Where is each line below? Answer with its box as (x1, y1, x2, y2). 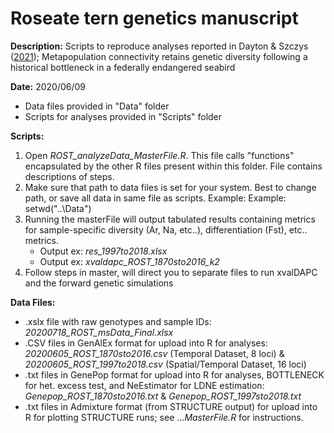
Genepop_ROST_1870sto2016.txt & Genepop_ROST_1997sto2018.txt (24, 390, 302, 402)
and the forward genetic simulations (24, 277, 174, 289)
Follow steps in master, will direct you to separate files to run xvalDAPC (24, 266, 318, 278)
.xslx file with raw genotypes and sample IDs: (24, 315, 212, 327)
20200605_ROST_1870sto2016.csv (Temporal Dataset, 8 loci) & (24, 347, 285, 359)
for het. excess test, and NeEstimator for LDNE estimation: (24, 379, 265, 391)
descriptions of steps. (24, 170, 115, 182)
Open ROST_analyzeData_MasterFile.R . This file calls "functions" (24, 149, 295, 161)
